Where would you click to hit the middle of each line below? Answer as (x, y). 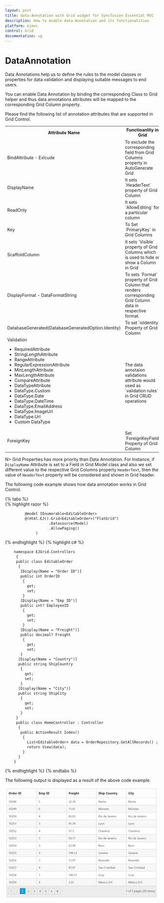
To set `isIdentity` (142, 323)
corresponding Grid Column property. (43, 104)
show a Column (140, 262)
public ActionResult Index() (50, 733)
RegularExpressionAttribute (42, 365)
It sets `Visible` (140, 242)
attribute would (140, 380)
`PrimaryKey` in (140, 230)
